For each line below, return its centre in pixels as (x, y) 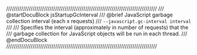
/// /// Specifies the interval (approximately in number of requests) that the (97, 27)
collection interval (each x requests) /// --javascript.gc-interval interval (99, 21)
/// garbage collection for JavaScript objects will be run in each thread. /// (97, 34)
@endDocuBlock (27, 40)
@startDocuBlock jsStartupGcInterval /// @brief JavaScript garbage (90, 15)
